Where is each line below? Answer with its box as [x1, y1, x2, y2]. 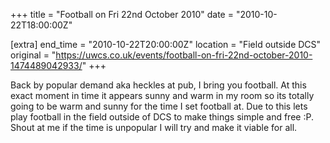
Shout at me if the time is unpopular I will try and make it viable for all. [10, 122, 298, 133]
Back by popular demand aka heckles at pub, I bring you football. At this [10, 79, 307, 91]
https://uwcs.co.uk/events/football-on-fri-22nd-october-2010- [55, 49, 313, 61]
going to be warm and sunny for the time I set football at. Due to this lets [10, 100, 308, 112]
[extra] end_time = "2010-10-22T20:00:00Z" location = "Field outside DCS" [10, 39, 322, 50]
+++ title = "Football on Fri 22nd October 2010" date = [10, 9, 234, 20]
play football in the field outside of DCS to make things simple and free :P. [10, 111, 314, 123]
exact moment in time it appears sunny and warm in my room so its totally [10, 90, 315, 101]
